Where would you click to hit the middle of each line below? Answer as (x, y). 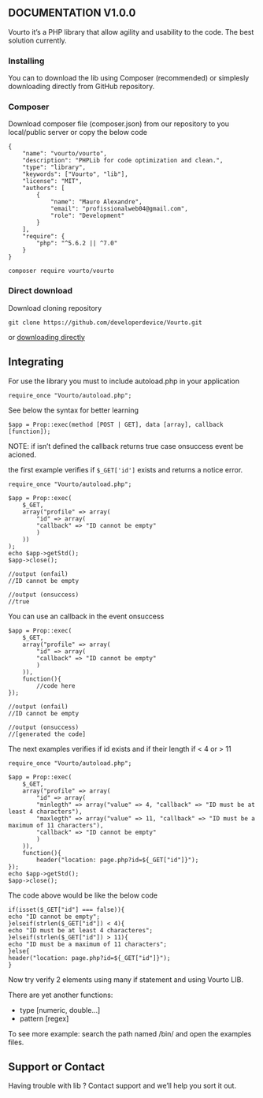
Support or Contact (56, 1067)
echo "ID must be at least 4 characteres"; (81, 930)
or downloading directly (46, 337)
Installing (26, 61)
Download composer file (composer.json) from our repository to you (119, 124)
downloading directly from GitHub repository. (81, 87)
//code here (56, 685)
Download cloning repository (55, 308)
